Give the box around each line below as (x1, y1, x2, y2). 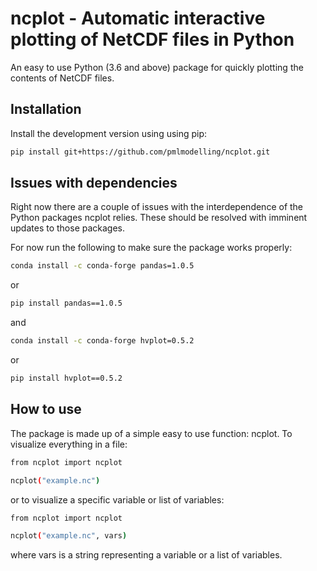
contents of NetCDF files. (10, 72, 115, 84)
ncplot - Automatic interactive (10, 7, 266, 30)
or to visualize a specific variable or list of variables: (10, 493, 225, 506)
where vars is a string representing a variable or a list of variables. (10, 549, 283, 561)
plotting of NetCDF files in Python (10, 28, 295, 51)
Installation (10, 101, 82, 118)
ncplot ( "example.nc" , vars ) (10, 531, 128, 541)
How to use (10, 401, 82, 418)
